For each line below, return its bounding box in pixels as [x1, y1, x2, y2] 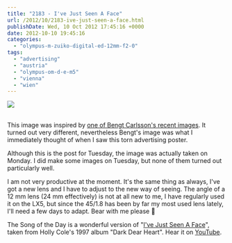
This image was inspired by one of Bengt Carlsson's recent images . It [7, 121, 206, 130]
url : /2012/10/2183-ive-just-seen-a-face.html [7, 17, 144, 24]
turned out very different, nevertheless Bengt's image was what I [7, 128, 193, 136]
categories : [7, 36, 42, 43]
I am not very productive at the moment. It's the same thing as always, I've [7, 178, 220, 186]
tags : [7, 49, 23, 56]
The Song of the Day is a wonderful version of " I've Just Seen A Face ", [7, 221, 210, 229]
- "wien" [13, 81, 39, 88]
